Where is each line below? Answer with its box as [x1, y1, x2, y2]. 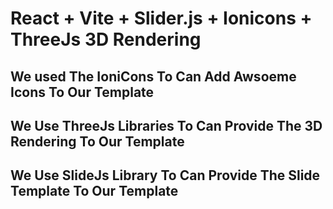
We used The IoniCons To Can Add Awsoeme [10, 68, 297, 85]
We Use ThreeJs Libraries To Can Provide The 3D [10, 117, 323, 134]
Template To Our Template [10, 183, 179, 200]
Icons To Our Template [10, 83, 155, 101]
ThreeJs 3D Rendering [10, 28, 202, 51]
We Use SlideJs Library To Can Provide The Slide [10, 167, 321, 184]
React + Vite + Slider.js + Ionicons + [10, 7, 313, 30]
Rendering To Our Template [10, 133, 185, 150]
